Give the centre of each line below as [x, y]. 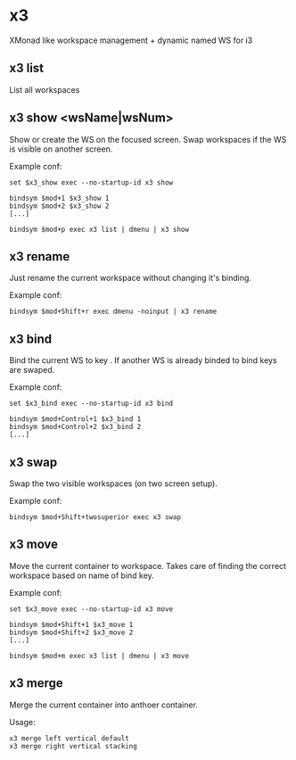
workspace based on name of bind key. [82, 575]
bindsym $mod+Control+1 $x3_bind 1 [75, 419]
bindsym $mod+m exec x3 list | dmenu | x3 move [99, 656]
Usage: [22, 722]
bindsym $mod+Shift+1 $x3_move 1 [71, 624]
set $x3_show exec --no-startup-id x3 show [91, 182]
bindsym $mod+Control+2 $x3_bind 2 [75, 427]
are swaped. [32, 370]
